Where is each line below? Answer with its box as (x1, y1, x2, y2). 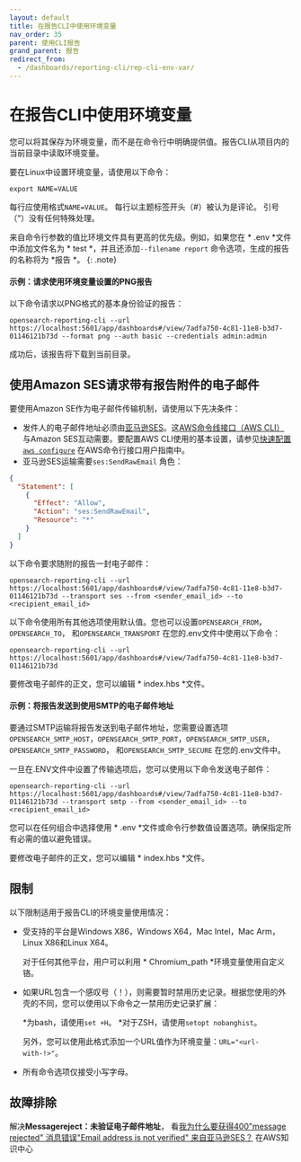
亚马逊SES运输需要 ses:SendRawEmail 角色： (22, 456, 183, 466)
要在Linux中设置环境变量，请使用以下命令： (9, 166, 172, 177)
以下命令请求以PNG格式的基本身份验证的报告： (9, 298, 184, 309)
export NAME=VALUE (9, 184, 78, 193)
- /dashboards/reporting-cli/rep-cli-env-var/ (17, 64, 195, 73)
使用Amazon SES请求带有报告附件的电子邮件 (9, 377, 260, 393)
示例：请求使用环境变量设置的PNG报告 (9, 276, 153, 288)
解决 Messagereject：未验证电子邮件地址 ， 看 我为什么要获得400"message (9, 1121, 287, 1131)
